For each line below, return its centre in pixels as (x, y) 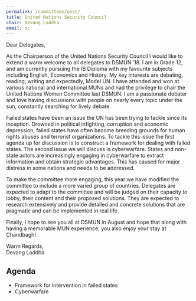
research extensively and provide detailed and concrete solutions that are (96, 205)
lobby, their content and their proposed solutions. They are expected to (93, 198)
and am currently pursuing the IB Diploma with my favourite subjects (89, 69)
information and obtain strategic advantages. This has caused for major (93, 162)
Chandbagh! (21, 235)
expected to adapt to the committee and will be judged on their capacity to (97, 192)
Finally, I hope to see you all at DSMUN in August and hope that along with (97, 223)
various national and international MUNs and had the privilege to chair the (96, 88)
